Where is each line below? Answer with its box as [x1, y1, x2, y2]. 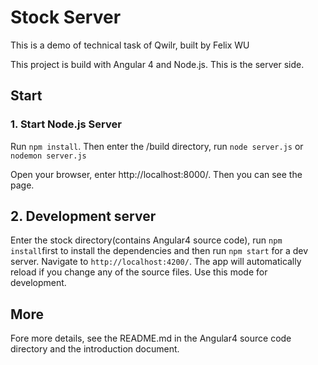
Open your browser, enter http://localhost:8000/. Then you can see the [10, 168, 303, 180]
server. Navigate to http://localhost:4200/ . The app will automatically [10, 256, 302, 268]
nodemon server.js [10, 151, 87, 161]
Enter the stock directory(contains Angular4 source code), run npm [10, 234, 283, 246]
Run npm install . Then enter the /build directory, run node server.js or [10, 140, 304, 152]
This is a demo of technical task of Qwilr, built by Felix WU [10, 39, 250, 51]
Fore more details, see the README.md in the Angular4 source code [10, 332, 292, 345]
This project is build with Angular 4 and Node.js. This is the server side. [10, 58, 305, 70]
